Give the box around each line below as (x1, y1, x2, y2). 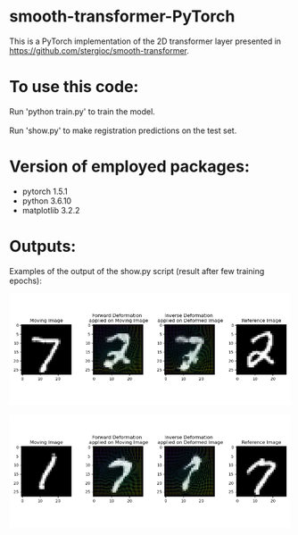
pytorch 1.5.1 (21, 186, 69, 196)
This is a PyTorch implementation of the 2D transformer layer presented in (9, 36, 282, 46)
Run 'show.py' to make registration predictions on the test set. (9, 125, 237, 136)
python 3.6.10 (21, 195, 72, 206)
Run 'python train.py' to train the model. (9, 105, 156, 117)
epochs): (9, 275, 42, 286)
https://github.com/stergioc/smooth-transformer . (9, 45, 190, 55)
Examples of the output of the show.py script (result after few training (9, 265, 265, 276)
